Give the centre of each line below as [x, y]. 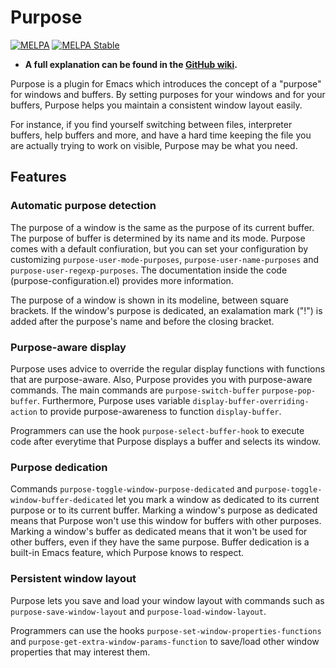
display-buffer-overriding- [251, 401]
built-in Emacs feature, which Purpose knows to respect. [127, 553]
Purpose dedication [59, 467]
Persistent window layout [73, 579]
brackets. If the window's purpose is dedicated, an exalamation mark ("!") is [166, 310]
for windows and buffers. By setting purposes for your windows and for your [168, 94]
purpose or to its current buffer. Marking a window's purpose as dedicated [164, 510]
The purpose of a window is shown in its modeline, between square [149, 300]
